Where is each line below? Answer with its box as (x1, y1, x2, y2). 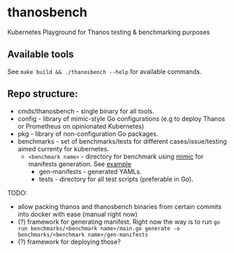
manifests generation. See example (28, 159, 132, 168)
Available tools (7, 48, 74, 60)
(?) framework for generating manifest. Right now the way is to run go (17, 217, 221, 226)
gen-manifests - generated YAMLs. (38, 167, 142, 176)
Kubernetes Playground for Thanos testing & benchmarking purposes (7, 28, 211, 36)
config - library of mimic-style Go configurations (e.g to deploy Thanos (17, 114, 225, 123)
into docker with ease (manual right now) (17, 210, 138, 218)
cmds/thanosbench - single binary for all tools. (17, 107, 155, 115)
